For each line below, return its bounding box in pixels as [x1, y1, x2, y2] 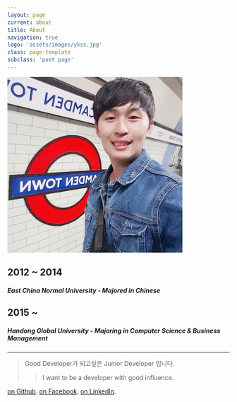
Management [7, 333, 48, 343]
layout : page [7, 11, 46, 18]
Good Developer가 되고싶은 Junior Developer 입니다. [24, 360, 175, 368]
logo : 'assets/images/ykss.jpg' [7, 41, 102, 49]
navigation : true [7, 34, 59, 41]
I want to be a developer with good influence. [42, 374, 174, 382]
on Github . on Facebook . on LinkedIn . [7, 387, 116, 396]
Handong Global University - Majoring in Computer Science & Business [7, 326, 221, 335]
